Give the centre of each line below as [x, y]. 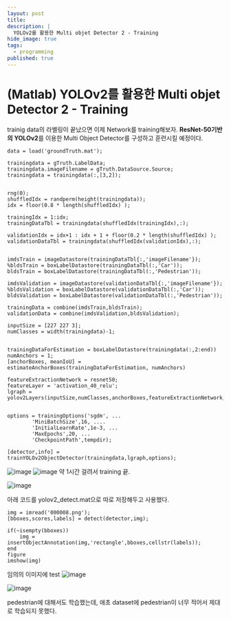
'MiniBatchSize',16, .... [69, 422]
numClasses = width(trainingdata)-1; [61, 331]
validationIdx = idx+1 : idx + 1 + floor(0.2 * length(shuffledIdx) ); [112, 235]
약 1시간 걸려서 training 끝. [95, 471]
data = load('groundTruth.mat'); [55, 151]
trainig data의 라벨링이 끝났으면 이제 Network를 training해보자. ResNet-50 [109, 129]
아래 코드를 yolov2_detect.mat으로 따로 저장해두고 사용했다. [88, 499]
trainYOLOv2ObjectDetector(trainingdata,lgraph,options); [92, 458]
